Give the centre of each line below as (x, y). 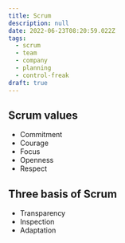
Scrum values (43, 115)
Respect (33, 168)
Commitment (41, 135)
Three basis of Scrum (63, 194)
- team (26, 53)
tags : (17, 38)
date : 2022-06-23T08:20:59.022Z (62, 30)
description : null (39, 23)
